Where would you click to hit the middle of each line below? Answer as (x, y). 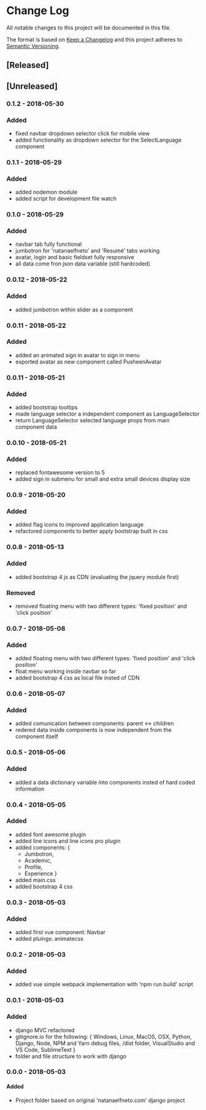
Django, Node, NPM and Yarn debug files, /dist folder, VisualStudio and (105, 1043)
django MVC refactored (45, 1030)
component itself (36, 737)
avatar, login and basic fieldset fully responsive (75, 257)
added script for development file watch (66, 199)
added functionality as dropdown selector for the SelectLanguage (98, 140)
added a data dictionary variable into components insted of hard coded (105, 782)
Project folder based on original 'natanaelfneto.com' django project (100, 1100)
